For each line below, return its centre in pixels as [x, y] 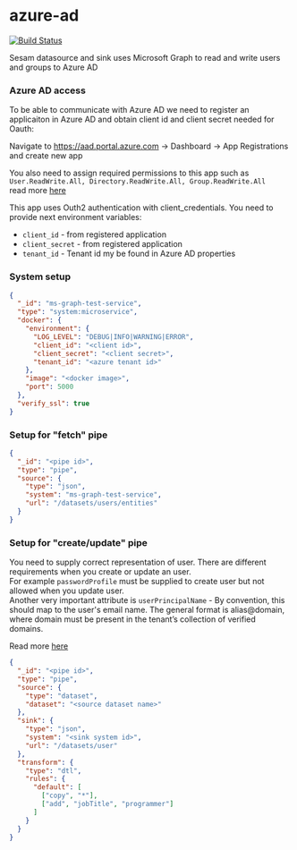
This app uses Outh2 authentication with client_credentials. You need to [142, 208]
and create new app [46, 156]
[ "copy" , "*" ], [70, 796]
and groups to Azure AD [54, 67]
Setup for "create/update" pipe [78, 542]
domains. [26, 629]
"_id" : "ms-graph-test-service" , [80, 304]
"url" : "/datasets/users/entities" [92, 503]
